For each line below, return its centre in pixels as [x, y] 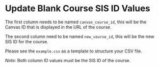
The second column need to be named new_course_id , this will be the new [80, 36]
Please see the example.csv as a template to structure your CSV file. [74, 51]
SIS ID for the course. [27, 41]
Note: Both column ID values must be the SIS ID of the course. [68, 60]
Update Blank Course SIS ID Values [78, 8]
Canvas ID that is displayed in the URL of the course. [58, 27]
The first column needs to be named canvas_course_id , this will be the [76, 22]
